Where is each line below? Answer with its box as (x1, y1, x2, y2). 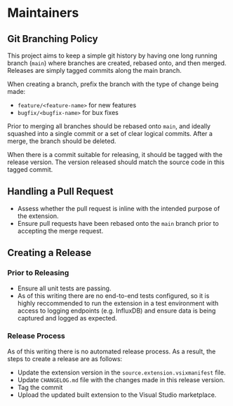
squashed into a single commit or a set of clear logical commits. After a (7, 130, 213, 137)
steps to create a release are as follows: (7, 354, 123, 363)
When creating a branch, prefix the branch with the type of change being (7, 80, 219, 88)
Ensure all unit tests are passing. (17, 284, 112, 292)
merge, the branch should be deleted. (7, 137, 116, 145)
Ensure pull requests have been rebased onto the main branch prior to (17, 219, 219, 227)
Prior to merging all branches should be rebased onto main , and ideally (7, 122, 211, 130)
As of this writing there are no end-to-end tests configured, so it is (17, 291, 210, 299)
